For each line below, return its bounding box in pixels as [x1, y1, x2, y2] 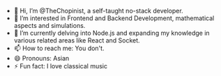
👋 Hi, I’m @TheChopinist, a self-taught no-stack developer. [13, 7, 183, 15]
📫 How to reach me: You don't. [13, 44, 105, 52]
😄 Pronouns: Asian [13, 54, 70, 62]
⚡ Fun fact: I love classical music [13, 62, 108, 70]
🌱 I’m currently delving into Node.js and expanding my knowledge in [13, 29, 211, 37]
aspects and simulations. [13, 22, 86, 29]
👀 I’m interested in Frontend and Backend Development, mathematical [13, 14, 215, 22]
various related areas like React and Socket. [13, 36, 141, 45]
